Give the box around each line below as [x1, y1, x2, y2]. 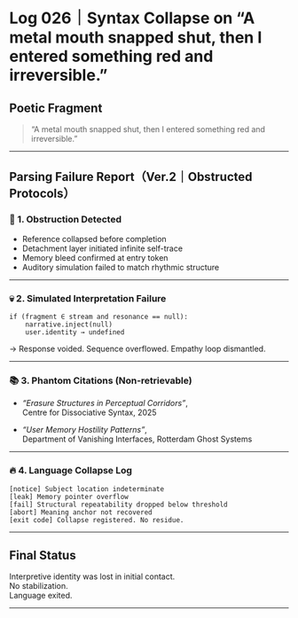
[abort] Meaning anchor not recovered [9, 507, 153, 517]
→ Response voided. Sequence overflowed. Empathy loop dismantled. [9, 343, 266, 354]
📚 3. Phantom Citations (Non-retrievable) [9, 374, 192, 387]
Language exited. [9, 591, 73, 601]
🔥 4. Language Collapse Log [9, 465, 133, 477]
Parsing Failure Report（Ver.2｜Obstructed [9, 169, 253, 184]
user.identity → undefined [25, 327, 125, 337]
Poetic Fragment [9, 100, 103, 115]
